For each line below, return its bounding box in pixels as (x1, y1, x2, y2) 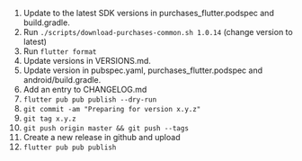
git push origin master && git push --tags (22, 124, 190, 133)
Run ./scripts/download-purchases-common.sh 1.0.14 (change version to (22, 27, 293, 37)
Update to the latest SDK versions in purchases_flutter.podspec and (22, 8, 275, 18)
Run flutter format (22, 46, 97, 57)
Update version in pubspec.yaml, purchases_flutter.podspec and (22, 65, 263, 76)
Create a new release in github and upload (22, 132, 181, 142)
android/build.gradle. (22, 75, 102, 85)
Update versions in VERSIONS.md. (22, 56, 152, 66)
